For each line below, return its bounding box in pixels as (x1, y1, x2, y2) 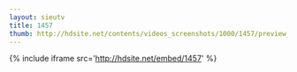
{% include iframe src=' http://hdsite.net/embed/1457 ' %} (9, 54, 217, 64)
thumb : (9, 29, 34, 38)
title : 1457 (9, 21, 53, 30)
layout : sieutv (9, 12, 65, 22)
